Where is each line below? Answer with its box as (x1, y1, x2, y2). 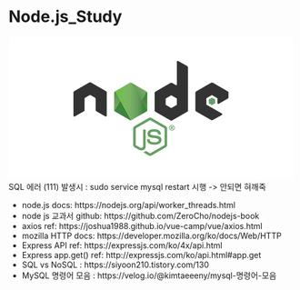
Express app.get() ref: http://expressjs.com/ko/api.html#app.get (21, 249, 262, 260)
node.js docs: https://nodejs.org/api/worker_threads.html (21, 199, 235, 210)
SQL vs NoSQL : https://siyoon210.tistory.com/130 (21, 259, 210, 270)
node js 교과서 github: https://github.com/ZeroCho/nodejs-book (21, 210, 260, 221)
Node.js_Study (8, 6, 123, 27)
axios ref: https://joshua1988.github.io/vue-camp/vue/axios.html (21, 220, 263, 231)
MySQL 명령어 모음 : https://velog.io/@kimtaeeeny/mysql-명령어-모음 (21, 270, 277, 281)
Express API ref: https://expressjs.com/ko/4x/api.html (21, 239, 223, 251)
